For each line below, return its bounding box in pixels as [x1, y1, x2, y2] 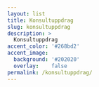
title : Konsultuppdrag [7, 17, 74, 24]
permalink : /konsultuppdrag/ [7, 69, 93, 76]
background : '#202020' [13, 56, 80, 63]
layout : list [7, 10, 46, 18]
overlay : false [13, 62, 68, 69]
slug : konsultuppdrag [7, 23, 71, 30]
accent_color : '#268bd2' [7, 43, 80, 50]
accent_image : [7, 50, 49, 57]
